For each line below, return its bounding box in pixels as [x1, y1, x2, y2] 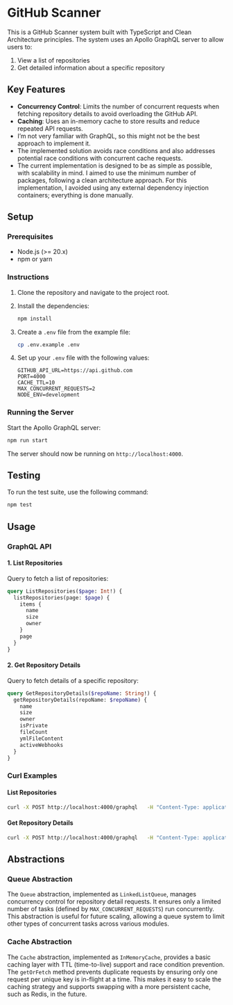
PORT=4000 [17, 373, 46, 380]
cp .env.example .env [17, 341, 80, 348]
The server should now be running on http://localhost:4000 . [7, 449, 184, 458]
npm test [7, 501, 33, 508]
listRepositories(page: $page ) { [13, 594, 110, 601]
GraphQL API [7, 541, 52, 551]
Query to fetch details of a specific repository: [7, 676, 139, 684]
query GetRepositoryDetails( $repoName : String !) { [7, 690, 157, 697]
